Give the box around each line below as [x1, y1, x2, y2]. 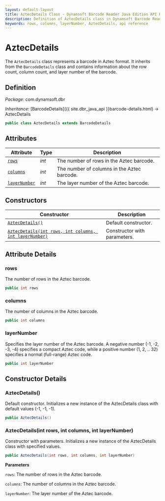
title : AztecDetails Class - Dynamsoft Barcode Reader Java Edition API [5, 12, 157, 17]
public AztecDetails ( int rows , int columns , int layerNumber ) [5, 453, 135, 458]
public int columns [5, 318, 45, 323]
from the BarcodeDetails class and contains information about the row [5, 64, 147, 70]
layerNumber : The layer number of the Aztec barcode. [5, 491, 113, 497]
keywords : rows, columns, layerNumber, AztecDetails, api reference [5, 21, 148, 26]
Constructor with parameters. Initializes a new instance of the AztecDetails [5, 438, 156, 444]
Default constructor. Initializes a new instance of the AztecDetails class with [5, 400, 159, 407]
